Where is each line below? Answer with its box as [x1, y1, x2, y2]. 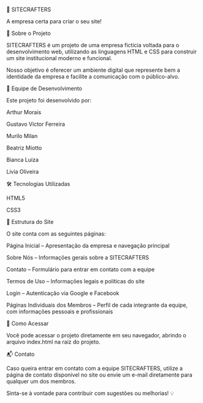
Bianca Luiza [6, 156, 39, 163]
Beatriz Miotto [6, 144, 42, 152]
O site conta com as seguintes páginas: [6, 230, 106, 237]
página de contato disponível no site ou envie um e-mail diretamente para [6, 371, 193, 378]
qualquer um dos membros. [6, 378, 77, 385]
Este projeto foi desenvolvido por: [6, 97, 92, 104]
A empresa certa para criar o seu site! [6, 18, 102, 25]
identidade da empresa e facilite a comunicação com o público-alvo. [6, 73, 180, 80]
